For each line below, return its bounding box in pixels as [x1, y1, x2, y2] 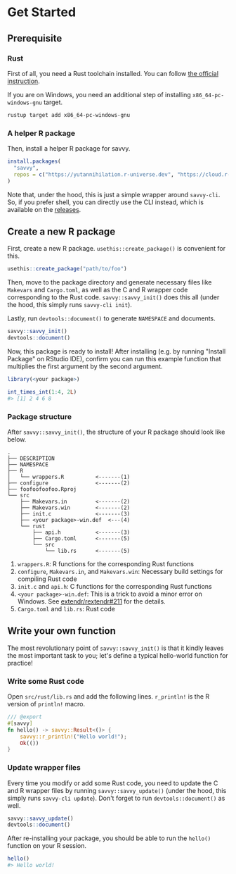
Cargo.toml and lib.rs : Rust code [17, 604, 116, 613]
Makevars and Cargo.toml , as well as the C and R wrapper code [7, 286, 188, 294]
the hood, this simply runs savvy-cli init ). [7, 301, 132, 309]
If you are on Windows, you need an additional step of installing [7, 90, 191, 99]
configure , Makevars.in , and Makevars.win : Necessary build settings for [17, 567, 223, 575]
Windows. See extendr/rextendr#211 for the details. [17, 597, 166, 606]
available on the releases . [7, 205, 81, 213]
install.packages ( [7, 158, 61, 166]
